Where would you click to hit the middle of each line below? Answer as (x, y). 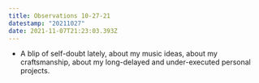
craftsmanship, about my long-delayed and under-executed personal (136, 62)
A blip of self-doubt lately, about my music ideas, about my (119, 54)
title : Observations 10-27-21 (60, 16)
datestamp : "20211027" (47, 23)
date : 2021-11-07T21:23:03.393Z (63, 31)
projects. (35, 71)
